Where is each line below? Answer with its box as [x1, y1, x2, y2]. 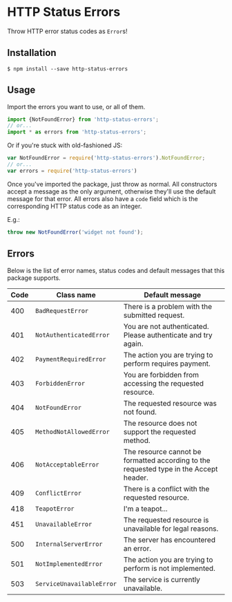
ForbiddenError [35, 379, 85, 387]
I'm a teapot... [123, 504, 168, 514]
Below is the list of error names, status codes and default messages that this [7, 266, 225, 274]
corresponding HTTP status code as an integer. [7, 202, 142, 210]
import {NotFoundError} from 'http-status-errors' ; [7, 115, 159, 123]
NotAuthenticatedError [35, 331, 110, 339]
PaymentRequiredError [35, 355, 106, 363]
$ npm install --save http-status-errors [7, 65, 128, 73]
